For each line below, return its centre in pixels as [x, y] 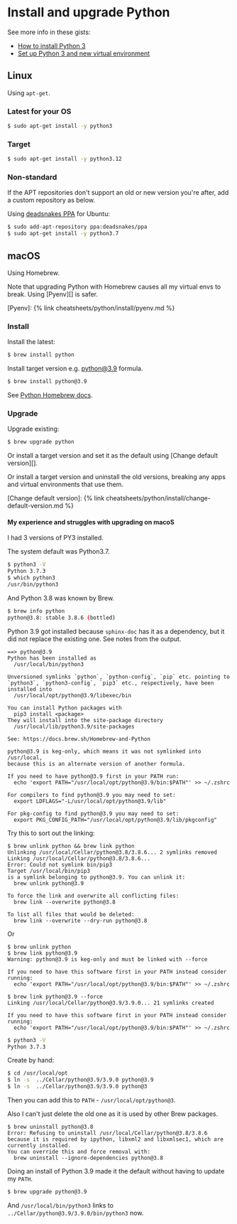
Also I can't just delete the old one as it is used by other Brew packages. [113, 1114]
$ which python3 [31, 578]
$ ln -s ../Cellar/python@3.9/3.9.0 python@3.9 [81, 1080]
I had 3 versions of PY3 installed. [56, 538]
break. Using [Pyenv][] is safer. [53, 294]
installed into [30, 689]
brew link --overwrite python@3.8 [65, 902]
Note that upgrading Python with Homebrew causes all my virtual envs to [114, 286]
